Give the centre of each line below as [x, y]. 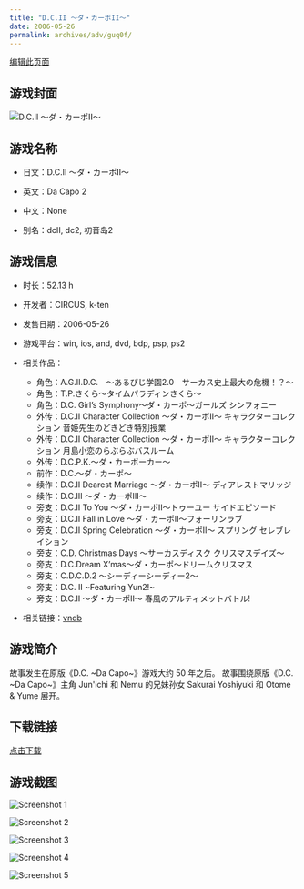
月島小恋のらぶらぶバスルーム [118, 450]
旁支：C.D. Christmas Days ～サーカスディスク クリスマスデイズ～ [160, 553]
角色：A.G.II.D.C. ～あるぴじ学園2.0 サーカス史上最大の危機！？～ [165, 382]
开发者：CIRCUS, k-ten [66, 304]
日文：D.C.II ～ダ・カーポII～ [76, 172]
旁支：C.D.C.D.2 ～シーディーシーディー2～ [117, 576]
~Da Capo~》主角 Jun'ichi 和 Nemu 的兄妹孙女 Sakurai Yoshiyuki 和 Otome [150, 684]
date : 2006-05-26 [42, 26]
